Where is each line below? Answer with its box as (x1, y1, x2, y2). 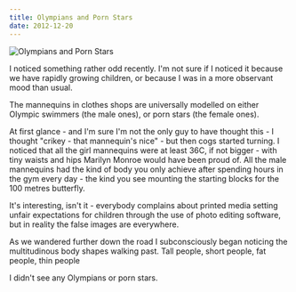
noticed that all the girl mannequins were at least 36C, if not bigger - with (9, 144, 277, 156)
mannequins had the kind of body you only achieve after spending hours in (9, 164, 284, 174)
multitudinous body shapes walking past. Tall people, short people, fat (9, 246, 267, 256)
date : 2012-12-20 (9, 21, 74, 30)
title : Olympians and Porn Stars (9, 12, 133, 22)
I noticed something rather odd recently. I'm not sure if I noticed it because (9, 63, 284, 74)
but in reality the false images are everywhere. (9, 219, 180, 230)
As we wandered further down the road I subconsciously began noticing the (9, 236, 288, 247)
